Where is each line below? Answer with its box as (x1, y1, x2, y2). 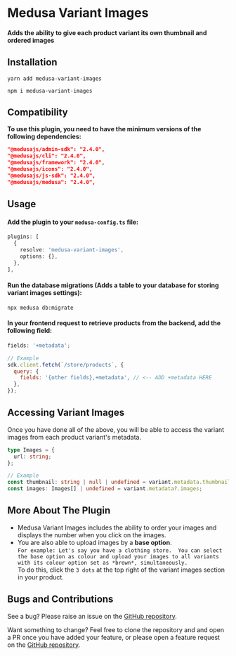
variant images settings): (7, 289, 82, 297)
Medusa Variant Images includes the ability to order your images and (17, 523, 217, 532)
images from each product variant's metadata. (7, 433, 142, 441)
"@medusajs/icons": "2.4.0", (7, 166, 93, 173)
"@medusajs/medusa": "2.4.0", (7, 178, 96, 185)
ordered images (7, 36, 55, 44)
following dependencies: (7, 132, 82, 141)
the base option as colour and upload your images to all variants (17, 553, 219, 560)
